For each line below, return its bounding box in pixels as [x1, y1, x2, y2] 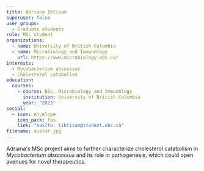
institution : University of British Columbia [22, 94, 140, 100]
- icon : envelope [12, 111, 56, 117]
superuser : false [6, 15, 51, 21]
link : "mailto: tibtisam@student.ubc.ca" [17, 123, 124, 129]
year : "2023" [22, 100, 56, 106]
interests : [6, 60, 34, 66]
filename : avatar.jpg [6, 128, 62, 134]
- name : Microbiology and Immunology [12, 49, 108, 55]
